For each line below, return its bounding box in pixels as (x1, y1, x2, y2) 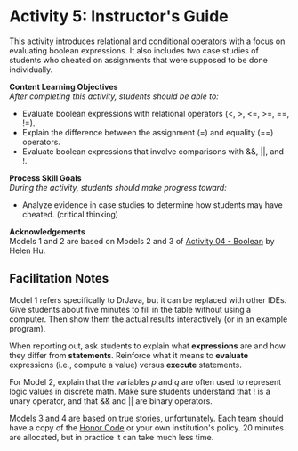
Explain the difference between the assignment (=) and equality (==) (21, 127, 274, 137)
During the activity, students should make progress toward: (9, 182, 227, 193)
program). (9, 323, 46, 333)
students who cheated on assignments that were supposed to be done (9, 54, 269, 65)
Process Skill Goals (9, 172, 82, 184)
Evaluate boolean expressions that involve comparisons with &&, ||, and (21, 145, 285, 157)
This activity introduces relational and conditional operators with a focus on (9, 36, 286, 46)
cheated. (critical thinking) (21, 209, 118, 219)
